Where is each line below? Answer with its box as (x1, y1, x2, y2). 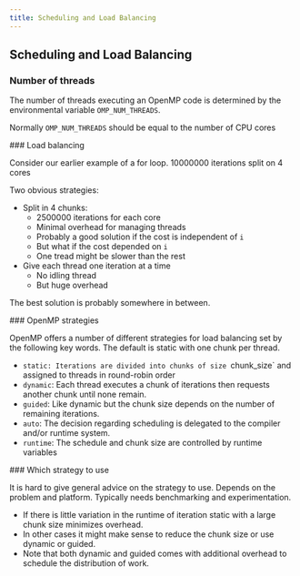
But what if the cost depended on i (35, 241, 168, 252)
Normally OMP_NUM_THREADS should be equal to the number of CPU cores (9, 122, 276, 133)
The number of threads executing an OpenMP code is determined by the (9, 95, 282, 106)
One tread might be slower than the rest (35, 251, 186, 262)
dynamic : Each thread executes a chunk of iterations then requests (22, 379, 271, 390)
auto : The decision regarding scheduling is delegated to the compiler (22, 418, 281, 429)
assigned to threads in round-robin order (22, 369, 175, 380)
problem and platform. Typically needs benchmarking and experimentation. (9, 492, 292, 503)
